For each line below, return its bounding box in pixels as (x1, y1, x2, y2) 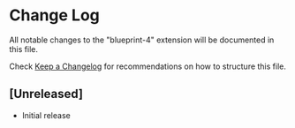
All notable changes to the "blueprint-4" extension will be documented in (9, 34, 275, 45)
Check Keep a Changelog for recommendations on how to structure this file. (9, 61, 287, 72)
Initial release (21, 109, 71, 120)
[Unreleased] (9, 87, 84, 102)
